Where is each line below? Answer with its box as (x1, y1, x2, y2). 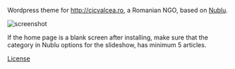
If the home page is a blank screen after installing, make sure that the (7, 33, 208, 42)
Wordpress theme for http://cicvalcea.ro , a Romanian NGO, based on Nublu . (7, 6, 228, 14)
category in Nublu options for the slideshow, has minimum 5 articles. (7, 41, 207, 49)
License (7, 54, 30, 63)
